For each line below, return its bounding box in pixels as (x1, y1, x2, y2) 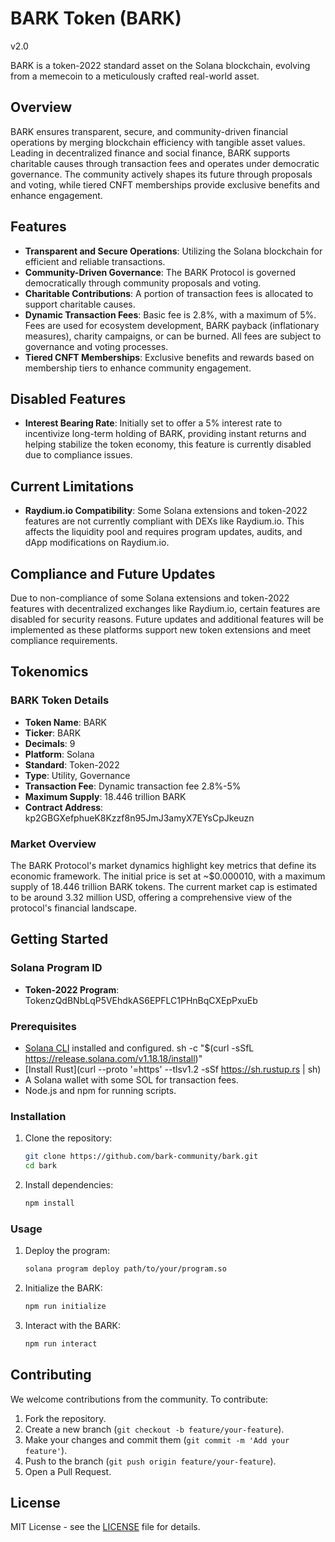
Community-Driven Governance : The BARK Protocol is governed (24, 266, 296, 278)
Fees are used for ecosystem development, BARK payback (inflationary (24, 319, 320, 331)
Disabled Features (10, 390, 127, 407)
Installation (10, 1109, 67, 1123)
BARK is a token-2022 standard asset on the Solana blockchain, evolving (10, 59, 311, 71)
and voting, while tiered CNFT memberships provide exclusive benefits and (10, 178, 320, 191)
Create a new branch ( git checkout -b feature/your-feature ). (24, 1423, 285, 1435)
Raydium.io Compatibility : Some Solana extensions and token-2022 (24, 505, 308, 517)
